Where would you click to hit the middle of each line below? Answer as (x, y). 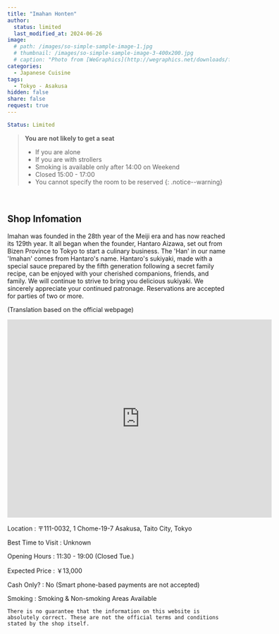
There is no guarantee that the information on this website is (104, 611)
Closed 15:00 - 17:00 (65, 174)
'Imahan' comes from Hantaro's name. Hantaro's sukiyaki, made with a (110, 259)
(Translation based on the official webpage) (70, 309)
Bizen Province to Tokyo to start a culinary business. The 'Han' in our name (117, 251)
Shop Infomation (45, 219)
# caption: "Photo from (48, 60)
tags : (15, 79)
